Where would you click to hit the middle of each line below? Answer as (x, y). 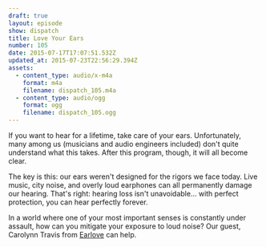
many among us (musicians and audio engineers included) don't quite (123, 144)
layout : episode (35, 23)
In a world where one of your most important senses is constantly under (127, 218)
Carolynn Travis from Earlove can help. (73, 235)
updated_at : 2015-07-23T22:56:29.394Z (73, 61)
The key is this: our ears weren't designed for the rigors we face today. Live (133, 176)
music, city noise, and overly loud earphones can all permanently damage (130, 185)
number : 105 (28, 46)
